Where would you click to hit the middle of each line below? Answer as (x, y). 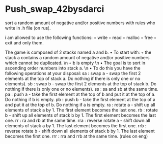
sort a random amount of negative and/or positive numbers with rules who (80, 23)
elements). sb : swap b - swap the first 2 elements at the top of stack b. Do (81, 84)
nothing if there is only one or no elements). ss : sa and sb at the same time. (82, 89)
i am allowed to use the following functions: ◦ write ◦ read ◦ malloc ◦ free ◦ (81, 37)
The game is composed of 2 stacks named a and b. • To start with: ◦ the (78, 52)
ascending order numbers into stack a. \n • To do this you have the (73, 68)
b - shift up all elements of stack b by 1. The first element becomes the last (81, 115)
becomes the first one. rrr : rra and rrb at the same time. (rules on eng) (77, 136)
